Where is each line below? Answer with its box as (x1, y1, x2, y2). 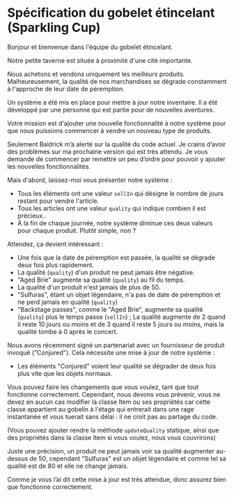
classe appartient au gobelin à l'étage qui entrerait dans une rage (7, 405, 194, 413)
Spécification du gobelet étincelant (7, 5, 215, 21)
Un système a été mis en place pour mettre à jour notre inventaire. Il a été (7, 98, 218, 106)
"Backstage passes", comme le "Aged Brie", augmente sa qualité (17, 305, 203, 313)
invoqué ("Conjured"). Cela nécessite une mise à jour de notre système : (7, 348, 215, 356)
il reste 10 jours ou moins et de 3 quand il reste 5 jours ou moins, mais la (17, 319, 224, 329)
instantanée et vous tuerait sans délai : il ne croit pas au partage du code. (7, 412, 218, 421)
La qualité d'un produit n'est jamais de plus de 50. (17, 282, 161, 291)
